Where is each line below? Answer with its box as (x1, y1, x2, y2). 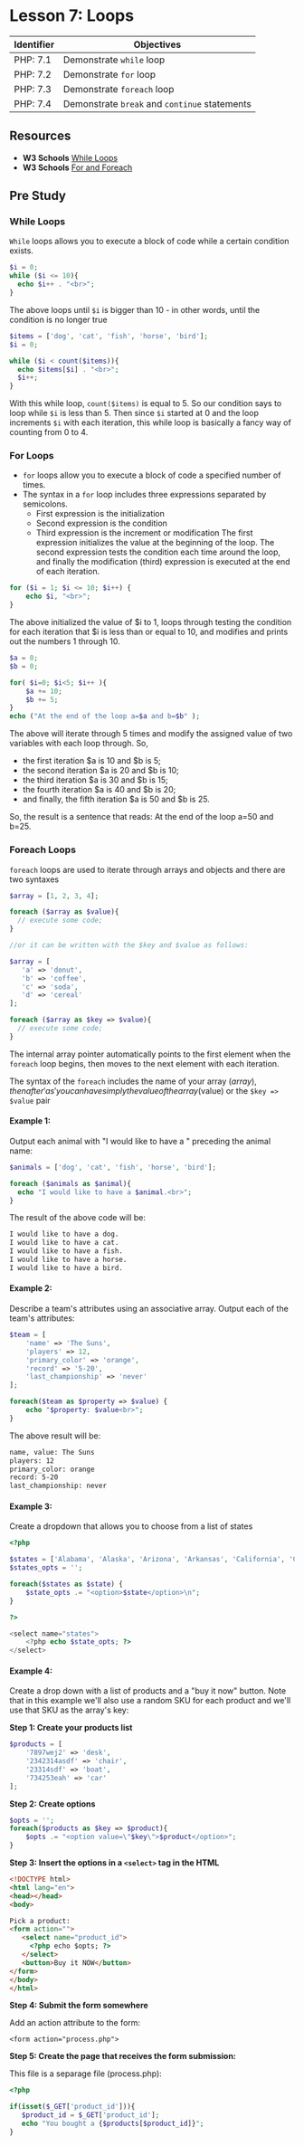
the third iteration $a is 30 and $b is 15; (22, 774, 169, 785)
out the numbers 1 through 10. (9, 636, 120, 647)
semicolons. (22, 498, 68, 509)
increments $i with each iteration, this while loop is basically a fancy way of (9, 417, 291, 428)
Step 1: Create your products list (9, 1723, 133, 1733)
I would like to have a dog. (9, 1229, 119, 1239)
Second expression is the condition (35, 517, 167, 529)
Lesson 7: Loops (9, 5, 134, 26)
